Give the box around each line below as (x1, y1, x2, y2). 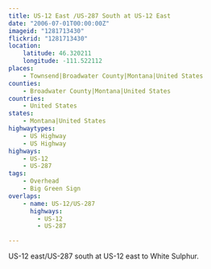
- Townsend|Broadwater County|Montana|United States (23, 72, 204, 80)
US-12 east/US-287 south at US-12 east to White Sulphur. (8, 251, 199, 261)
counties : (8, 79, 42, 87)
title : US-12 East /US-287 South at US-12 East (8, 11, 172, 20)
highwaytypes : (8, 124, 56, 132)
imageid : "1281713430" (8, 27, 85, 35)
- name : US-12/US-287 (23, 200, 95, 208)
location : (8, 42, 42, 50)
